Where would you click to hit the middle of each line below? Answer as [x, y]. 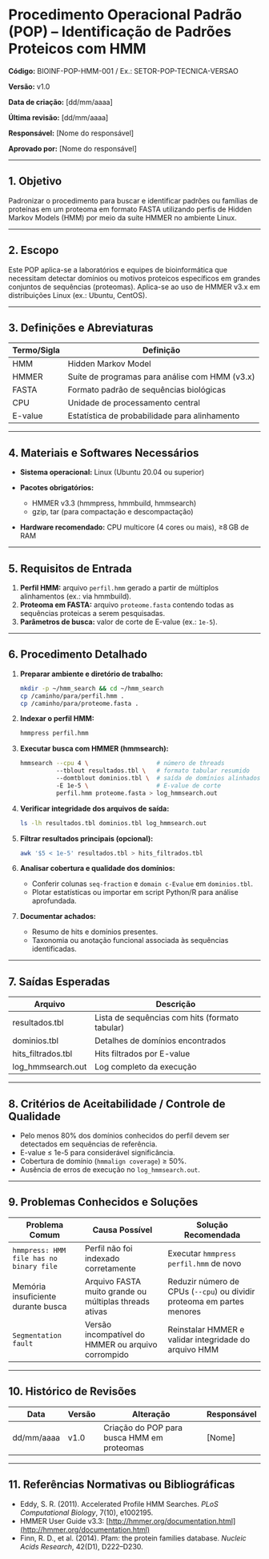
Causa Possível [122, 1230]
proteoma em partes [206, 1301]
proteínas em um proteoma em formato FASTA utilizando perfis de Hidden [130, 209]
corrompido [107, 1354]
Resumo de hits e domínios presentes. [95, 932]
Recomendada [212, 1235]
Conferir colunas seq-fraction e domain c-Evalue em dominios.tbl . [143, 884]
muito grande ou [116, 1291]
